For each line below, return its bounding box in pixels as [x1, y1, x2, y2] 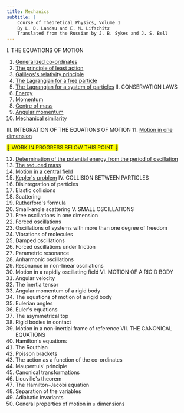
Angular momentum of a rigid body [15, 287, 101, 294]
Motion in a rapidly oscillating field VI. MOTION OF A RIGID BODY [15, 268, 173, 275]
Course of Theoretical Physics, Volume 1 [17, 19, 120, 25]
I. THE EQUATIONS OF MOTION [6, 47, 84, 54]
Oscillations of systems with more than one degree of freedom [15, 225, 167, 232]
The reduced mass [15, 162, 61, 169]
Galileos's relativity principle [15, 71, 84, 78]
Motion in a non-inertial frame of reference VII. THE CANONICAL [15, 325, 173, 332]
